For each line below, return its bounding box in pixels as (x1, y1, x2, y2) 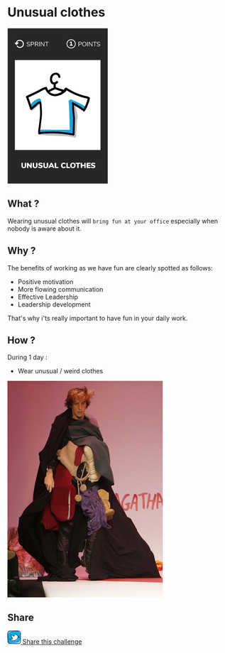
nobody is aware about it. (7, 224, 82, 233)
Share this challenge (22, 637, 82, 646)
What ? (7, 198, 40, 210)
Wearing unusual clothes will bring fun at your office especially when (7, 216, 219, 225)
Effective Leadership (17, 292, 79, 301)
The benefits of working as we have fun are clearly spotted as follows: (7, 263, 213, 272)
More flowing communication (17, 285, 104, 293)
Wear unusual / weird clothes (17, 367, 104, 375)
